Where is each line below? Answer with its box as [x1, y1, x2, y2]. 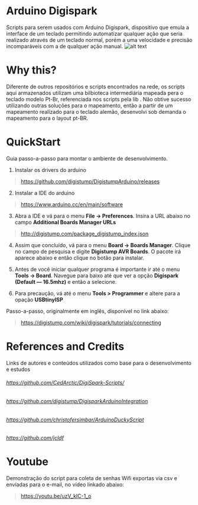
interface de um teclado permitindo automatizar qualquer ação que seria [6, 30, 183, 37]
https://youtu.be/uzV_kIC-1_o [20, 493, 92, 500]
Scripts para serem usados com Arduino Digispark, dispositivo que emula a [6, 24, 189, 31]
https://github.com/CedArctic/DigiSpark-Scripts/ [6, 379, 125, 386]
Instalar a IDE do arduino [14, 189, 75, 196]
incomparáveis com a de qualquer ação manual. [6, 43, 123, 50]
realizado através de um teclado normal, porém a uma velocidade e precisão [6, 36, 193, 43]
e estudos [6, 366, 31, 373]
